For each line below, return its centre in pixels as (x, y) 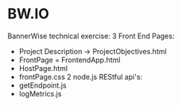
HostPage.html (43, 68)
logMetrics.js (40, 93)
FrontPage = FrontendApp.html (70, 60)
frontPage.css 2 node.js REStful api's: (81, 77)
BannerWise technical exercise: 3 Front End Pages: (91, 36)
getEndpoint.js (43, 85)
